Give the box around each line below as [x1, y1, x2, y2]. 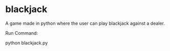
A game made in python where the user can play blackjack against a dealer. [5, 20, 165, 26]
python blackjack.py [5, 39, 48, 46]
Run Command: [5, 30, 38, 36]
